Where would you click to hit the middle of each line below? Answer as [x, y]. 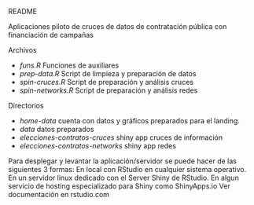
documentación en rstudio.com [59, 194]
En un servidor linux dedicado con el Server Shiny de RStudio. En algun [124, 178]
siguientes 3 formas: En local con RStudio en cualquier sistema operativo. [127, 169]
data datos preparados [57, 129]
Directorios [26, 106]
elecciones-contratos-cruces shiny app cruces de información [121, 137]
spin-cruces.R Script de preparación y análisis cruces [107, 82]
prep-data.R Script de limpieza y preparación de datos [108, 73]
